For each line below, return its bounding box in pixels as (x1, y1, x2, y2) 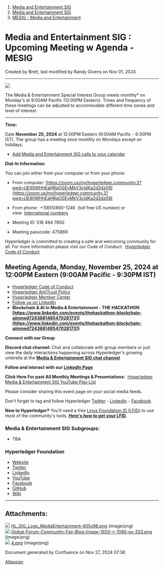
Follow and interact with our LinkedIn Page (5, 364, 93, 370)
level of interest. (5, 107, 38, 113)
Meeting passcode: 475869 (12, 229, 68, 235)
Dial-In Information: (5, 160, 46, 166)
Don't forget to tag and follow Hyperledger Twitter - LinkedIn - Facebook (5, 398, 151, 404)
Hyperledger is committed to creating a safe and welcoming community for (5, 238, 156, 244)
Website (12, 459, 29, 465)
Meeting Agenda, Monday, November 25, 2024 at (5, 263, 159, 272)
